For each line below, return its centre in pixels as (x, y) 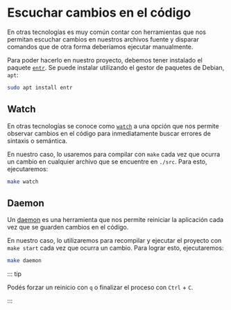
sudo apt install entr (40, 87)
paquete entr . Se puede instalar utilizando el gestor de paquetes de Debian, (116, 67)
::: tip (15, 274)
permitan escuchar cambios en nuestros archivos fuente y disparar (103, 39)
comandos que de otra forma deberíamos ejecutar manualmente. (100, 46)
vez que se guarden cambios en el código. (68, 227)
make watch (23, 182)
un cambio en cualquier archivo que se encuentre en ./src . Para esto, (107, 162)
